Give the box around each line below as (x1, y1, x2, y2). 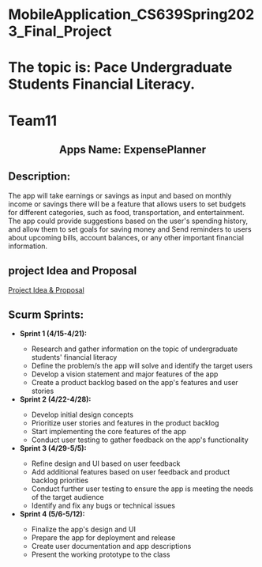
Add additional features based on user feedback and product (31, 467, 230, 477)
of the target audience (31, 493, 104, 502)
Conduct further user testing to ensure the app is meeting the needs (31, 484, 254, 493)
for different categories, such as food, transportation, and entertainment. (8, 207, 245, 217)
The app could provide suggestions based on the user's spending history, (8, 216, 249, 225)
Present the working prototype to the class (31, 550, 170, 559)
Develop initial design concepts (31, 410, 134, 420)
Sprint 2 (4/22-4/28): (19, 395, 92, 404)
